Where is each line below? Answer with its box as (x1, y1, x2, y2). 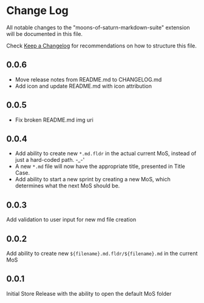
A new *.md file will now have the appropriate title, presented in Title (15, 162, 185, 170)
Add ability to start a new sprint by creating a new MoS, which (15, 176, 171, 183)
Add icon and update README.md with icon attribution (15, 82, 152, 89)
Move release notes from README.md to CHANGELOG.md (15, 75, 162, 83)
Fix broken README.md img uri (15, 116, 94, 124)
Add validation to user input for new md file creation (6, 216, 137, 223)
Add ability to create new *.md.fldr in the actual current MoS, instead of (15, 150, 197, 157)
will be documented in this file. (6, 30, 83, 37)
